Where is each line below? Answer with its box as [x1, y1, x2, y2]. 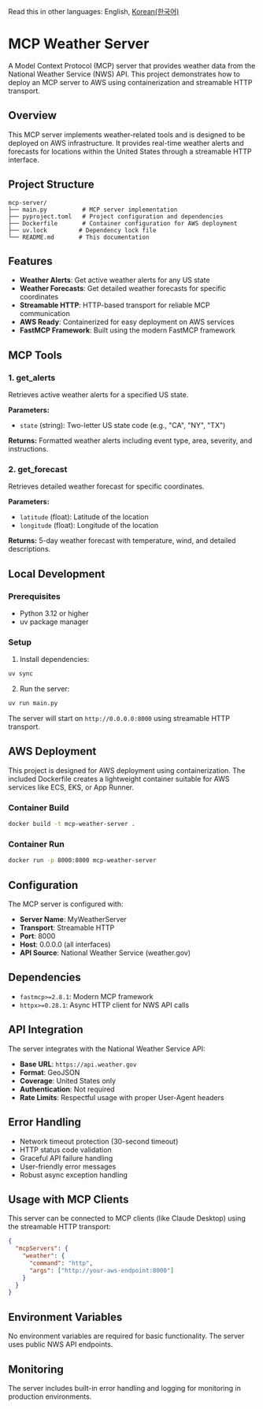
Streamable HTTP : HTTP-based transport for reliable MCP [19, 300, 210, 310]
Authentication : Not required [19, 1084, 116, 1094]
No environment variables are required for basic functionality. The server [8, 1331, 245, 1341]
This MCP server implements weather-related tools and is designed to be [8, 129, 246, 139]
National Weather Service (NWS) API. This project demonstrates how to [8, 69, 240, 79]
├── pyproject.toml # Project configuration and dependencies [8, 212, 224, 221]
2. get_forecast [8, 463, 68, 474]
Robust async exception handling [19, 1169, 128, 1180]
